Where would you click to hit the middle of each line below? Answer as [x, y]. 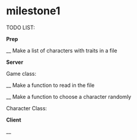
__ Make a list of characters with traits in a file [62, 50]
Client [14, 120]
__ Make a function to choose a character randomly [69, 97]
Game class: [21, 73]
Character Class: [27, 108]
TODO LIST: [21, 27]
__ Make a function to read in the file [50, 85]
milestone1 [33, 11]
